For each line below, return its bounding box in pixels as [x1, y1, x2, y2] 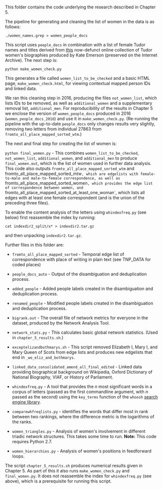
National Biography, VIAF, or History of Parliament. [12, 374, 114, 380]
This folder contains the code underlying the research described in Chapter [5, 4, 156, 10]
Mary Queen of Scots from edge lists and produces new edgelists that [12, 349, 153, 355]
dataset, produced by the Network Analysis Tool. [12, 320, 110, 326]
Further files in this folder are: [5, 242, 65, 248]
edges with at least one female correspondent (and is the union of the [5, 195, 145, 200]
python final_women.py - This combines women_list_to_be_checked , [5, 150, 139, 156]
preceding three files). [5, 200, 49, 206]
